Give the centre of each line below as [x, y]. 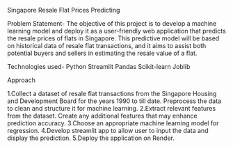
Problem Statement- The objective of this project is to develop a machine [112, 23]
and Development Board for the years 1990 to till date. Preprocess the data [114, 101]
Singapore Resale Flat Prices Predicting [64, 10]
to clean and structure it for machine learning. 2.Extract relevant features [112, 108]
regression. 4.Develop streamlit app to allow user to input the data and [108, 131]
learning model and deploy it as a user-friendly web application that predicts [116, 31]
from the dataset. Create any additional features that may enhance [103, 116]
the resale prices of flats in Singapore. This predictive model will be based [113, 38]
